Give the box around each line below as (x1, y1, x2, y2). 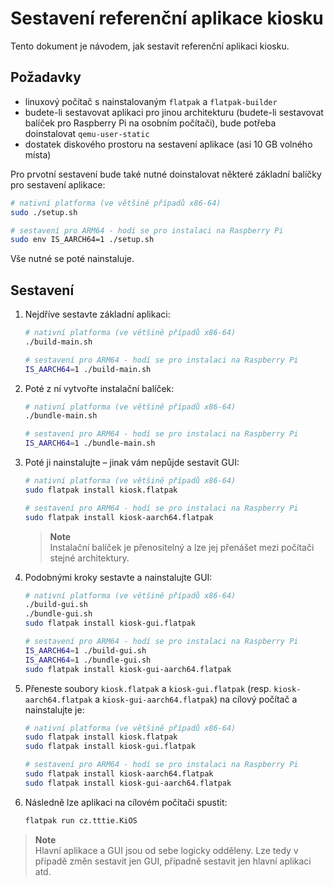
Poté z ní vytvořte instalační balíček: (24, 382, 175, 394)
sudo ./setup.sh (10, 207, 78, 217)
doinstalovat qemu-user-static (24, 127, 150, 139)
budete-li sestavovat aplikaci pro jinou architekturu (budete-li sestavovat (24, 106, 324, 118)
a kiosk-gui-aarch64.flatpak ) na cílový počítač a (94, 693, 298, 705)
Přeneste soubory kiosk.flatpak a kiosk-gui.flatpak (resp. (24, 682, 272, 694)
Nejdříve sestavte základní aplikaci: (24, 308, 171, 321)
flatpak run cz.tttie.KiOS (24, 815, 138, 826)
